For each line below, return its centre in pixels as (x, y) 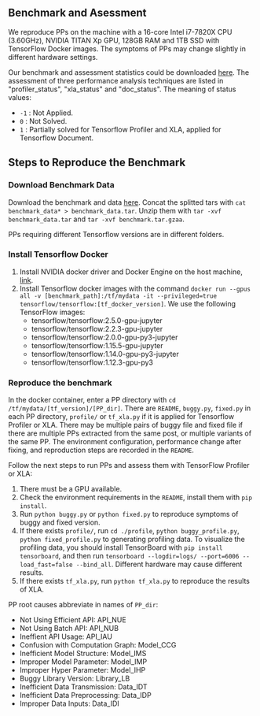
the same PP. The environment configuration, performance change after (125, 442)
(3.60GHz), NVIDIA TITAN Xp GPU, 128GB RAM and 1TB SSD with (114, 40)
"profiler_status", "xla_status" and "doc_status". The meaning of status (122, 89)
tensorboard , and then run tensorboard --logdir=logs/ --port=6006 (129, 556)
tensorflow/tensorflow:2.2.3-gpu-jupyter (97, 328)
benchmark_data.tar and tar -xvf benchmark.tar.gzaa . (96, 219)
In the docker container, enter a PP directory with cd (92, 400)
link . (26, 280)
